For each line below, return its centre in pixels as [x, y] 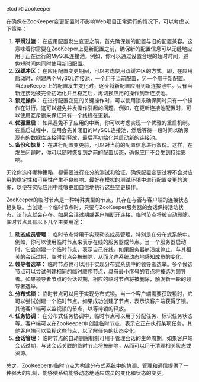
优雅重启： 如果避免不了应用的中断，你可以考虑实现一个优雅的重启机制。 [104, 123]
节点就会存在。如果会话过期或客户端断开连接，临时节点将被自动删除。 [107, 214]
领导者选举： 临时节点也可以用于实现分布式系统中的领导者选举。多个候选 [104, 264]
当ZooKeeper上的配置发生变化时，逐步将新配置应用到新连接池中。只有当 [103, 86]
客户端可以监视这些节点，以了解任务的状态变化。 [80, 331]
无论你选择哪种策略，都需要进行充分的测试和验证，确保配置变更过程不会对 [97, 172]
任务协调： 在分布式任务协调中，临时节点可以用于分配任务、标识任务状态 [104, 316]
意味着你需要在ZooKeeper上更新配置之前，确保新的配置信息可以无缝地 [101, 49]
